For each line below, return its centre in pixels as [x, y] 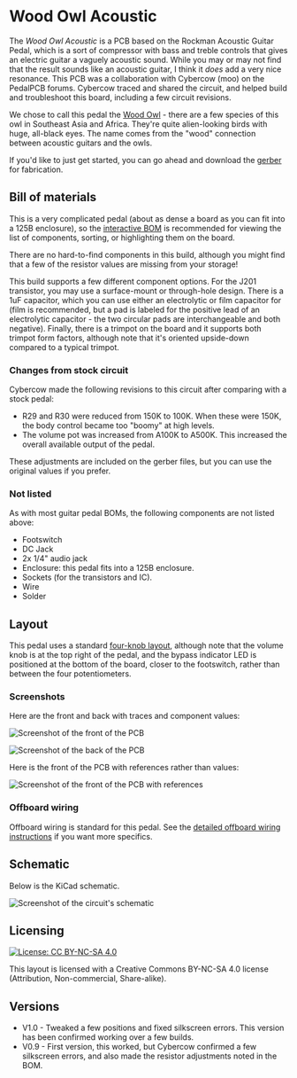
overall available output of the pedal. [88, 444]
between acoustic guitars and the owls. [81, 143]
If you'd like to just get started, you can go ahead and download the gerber [145, 160]
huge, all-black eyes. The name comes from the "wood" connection [133, 133]
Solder [34, 597]
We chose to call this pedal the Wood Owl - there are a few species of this [144, 114]
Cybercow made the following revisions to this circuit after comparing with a [148, 390]
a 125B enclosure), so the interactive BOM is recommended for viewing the [145, 228]
